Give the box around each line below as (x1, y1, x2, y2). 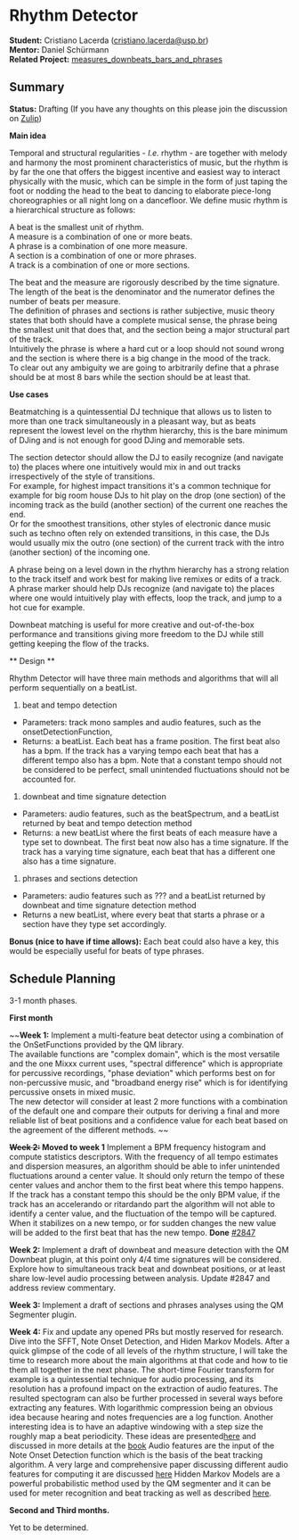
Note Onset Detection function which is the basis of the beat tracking (9, 1449, 263, 1460)
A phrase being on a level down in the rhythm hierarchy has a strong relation (9, 564, 289, 575)
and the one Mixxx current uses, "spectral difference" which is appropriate (9, 1058, 283, 1069)
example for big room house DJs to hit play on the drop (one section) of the (9, 490, 287, 501)
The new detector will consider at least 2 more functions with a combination (9, 1096, 287, 1106)
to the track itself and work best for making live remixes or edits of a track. (9, 573, 282, 584)
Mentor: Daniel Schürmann (9, 44, 109, 54)
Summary (9, 79, 65, 95)
